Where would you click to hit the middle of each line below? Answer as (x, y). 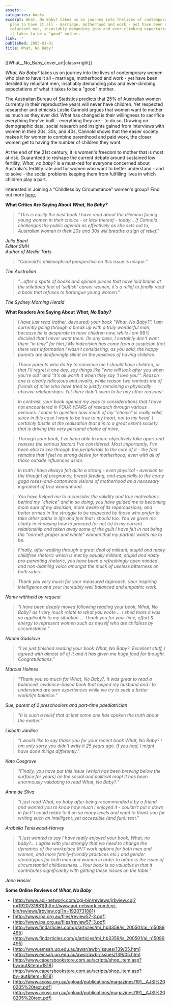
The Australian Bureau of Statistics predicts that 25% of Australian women (83, 99)
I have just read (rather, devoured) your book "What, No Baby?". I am (90, 322)
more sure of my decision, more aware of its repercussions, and (85, 507)
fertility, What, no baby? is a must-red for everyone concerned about (78, 163)
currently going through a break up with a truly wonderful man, (84, 327)
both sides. (30, 571)
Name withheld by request (33, 597)
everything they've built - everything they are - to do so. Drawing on (77, 120)
